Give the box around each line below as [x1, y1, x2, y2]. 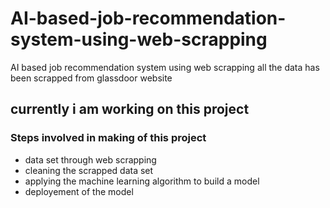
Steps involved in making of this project [10, 131, 207, 145]
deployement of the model [24, 185, 134, 197]
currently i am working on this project [10, 101, 250, 118]
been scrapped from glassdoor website [10, 72, 173, 84]
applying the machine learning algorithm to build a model [24, 175, 260, 187]
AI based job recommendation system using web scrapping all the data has [10, 61, 320, 73]
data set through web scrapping [24, 153, 157, 166]
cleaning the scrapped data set [24, 164, 154, 176]
